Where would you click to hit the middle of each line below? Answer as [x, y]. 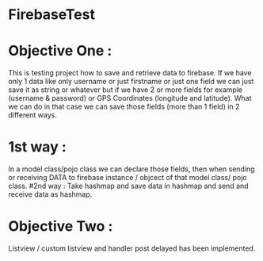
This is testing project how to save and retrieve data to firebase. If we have [130, 73]
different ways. [32, 115]
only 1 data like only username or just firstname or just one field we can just [131, 82]
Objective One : [60, 51]
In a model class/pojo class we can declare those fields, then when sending [131, 169]
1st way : [37, 147]
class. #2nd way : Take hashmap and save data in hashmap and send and [128, 186]
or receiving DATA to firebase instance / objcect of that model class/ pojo [128, 178]
